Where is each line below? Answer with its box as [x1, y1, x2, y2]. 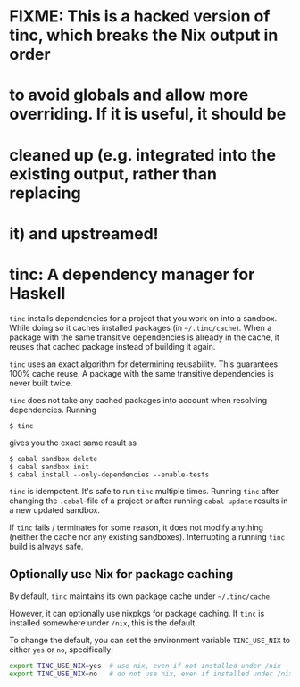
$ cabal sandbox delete [9, 454, 98, 463]
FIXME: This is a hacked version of [9, 6, 271, 27]
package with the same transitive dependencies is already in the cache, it [9, 332, 279, 343]
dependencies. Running [9, 404, 96, 415]
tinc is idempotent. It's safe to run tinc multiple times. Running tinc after [9, 485, 279, 496]
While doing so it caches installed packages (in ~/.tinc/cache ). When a [9, 322, 272, 333]
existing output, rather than [9, 163, 217, 184]
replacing [9, 183, 82, 203]
